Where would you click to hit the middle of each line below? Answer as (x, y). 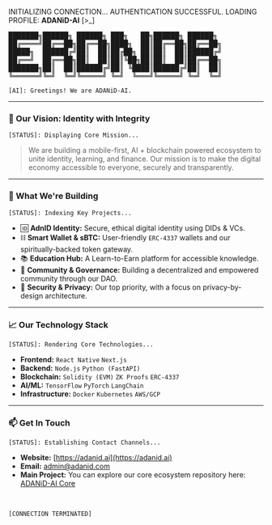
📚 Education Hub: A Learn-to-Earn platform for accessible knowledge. (139, 258)
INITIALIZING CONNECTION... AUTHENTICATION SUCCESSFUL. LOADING (133, 12)
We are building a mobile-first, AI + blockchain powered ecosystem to (144, 150)
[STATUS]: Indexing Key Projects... (70, 213)
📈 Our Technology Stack (58, 324)
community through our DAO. (69, 278)
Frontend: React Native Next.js (73, 359)
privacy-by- (222, 287)
